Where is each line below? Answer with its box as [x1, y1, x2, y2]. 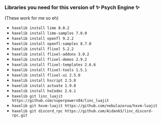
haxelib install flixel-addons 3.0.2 [11, 52, 90, 57]
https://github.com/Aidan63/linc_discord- [65, 109, 153, 114]
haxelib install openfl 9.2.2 [11, 36, 74, 41]
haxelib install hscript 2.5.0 [11, 78, 76, 83]
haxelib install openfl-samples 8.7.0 [11, 41, 92, 46]
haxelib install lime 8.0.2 [11, 26, 69, 31]
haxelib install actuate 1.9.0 [11, 83, 76, 88]
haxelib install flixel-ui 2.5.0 [11, 73, 81, 78]
